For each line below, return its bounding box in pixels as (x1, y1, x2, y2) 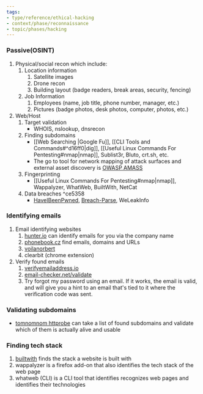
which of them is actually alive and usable (15, 326, 121, 334)
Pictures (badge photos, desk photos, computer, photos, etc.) (33, 105, 189, 113)
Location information (24, 67, 77, 74)
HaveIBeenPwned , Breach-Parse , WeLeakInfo (33, 196, 150, 203)
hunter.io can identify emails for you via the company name (24, 232, 174, 239)
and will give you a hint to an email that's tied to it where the (24, 283, 175, 291)
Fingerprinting (24, 170, 61, 178)
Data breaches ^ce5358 (24, 190, 85, 197)
